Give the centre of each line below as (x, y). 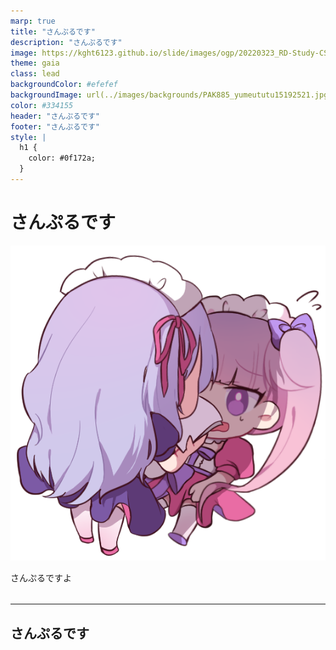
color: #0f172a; (62, 158)
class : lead (35, 74)
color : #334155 (42, 105)
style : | (28, 137)
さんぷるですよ (41, 577)
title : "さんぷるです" (53, 31)
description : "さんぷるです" (66, 42)
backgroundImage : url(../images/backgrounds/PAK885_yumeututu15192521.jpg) (171, 95)
